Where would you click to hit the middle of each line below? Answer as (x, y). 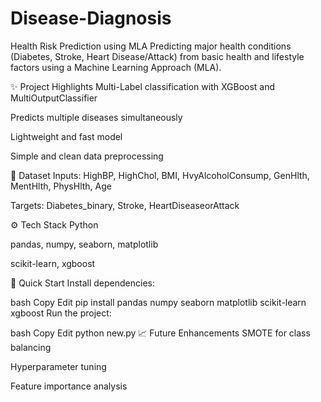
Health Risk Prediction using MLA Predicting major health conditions (151, 46)
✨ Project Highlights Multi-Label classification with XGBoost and (143, 86)
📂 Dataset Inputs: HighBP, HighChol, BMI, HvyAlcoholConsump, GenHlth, (160, 175)
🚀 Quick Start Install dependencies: (82, 283)
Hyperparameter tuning (58, 366)
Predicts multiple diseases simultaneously (96, 117)
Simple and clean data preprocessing (87, 156)
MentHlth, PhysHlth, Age (61, 186)
